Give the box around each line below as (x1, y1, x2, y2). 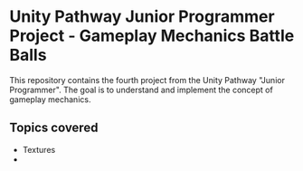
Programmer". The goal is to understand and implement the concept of (9, 84, 273, 95)
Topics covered (9, 120, 99, 136)
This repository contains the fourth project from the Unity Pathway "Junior (9, 74, 285, 85)
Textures (22, 144, 56, 155)
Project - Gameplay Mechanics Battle (9, 25, 295, 46)
